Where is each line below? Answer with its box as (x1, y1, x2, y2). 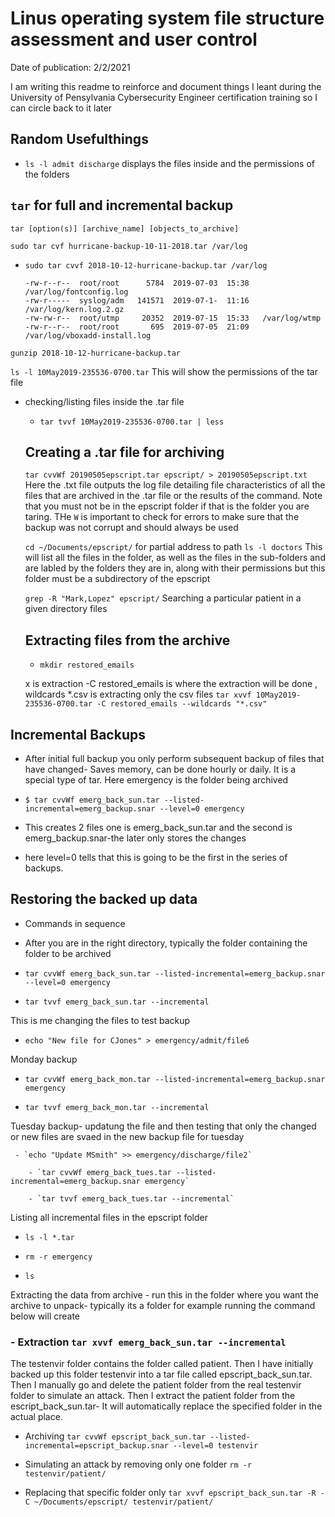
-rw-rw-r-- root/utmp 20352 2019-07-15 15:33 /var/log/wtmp (24, 313, 322, 323)
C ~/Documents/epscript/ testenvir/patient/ (24, 1497, 214, 1507)
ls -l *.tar (24, 1232, 75, 1242)
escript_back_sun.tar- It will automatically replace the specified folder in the (10, 1400, 323, 1412)
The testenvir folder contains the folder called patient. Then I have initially (10, 1358, 314, 1370)
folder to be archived (24, 947, 112, 959)
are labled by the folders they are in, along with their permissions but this (24, 562, 326, 574)
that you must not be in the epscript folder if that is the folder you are (24, 500, 310, 512)
